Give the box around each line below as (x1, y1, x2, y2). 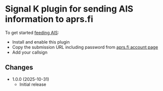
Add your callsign (12, 49, 48, 55)
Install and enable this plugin (12, 39, 70, 45)
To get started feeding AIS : (5, 30, 60, 35)
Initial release (19, 81, 46, 87)
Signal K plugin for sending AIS (5, 3, 133, 15)
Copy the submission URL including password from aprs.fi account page (12, 44, 159, 50)
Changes (5, 63, 33, 72)
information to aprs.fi (5, 14, 94, 25)
